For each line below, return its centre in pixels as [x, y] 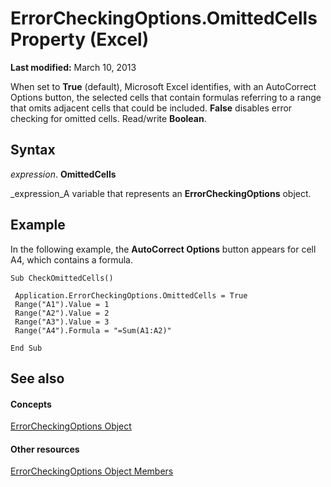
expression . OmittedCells [63, 174]
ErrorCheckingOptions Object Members [92, 471]
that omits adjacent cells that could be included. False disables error [151, 108]
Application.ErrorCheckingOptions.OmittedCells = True [131, 295]
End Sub [26, 348]
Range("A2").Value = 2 [62, 313]
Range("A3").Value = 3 [62, 322]
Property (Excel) [80, 39]
